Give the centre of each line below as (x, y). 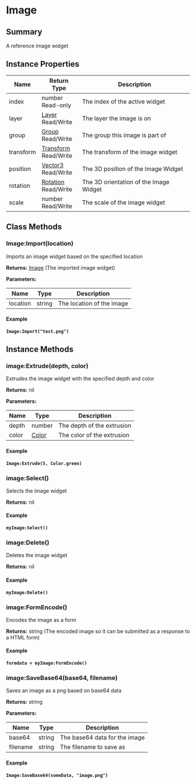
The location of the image (93, 303)
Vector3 (53, 165)
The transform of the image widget (130, 152)
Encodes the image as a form (41, 620)
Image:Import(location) (40, 243)
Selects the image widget (36, 491)
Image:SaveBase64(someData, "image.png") (57, 775)
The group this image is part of (124, 135)
